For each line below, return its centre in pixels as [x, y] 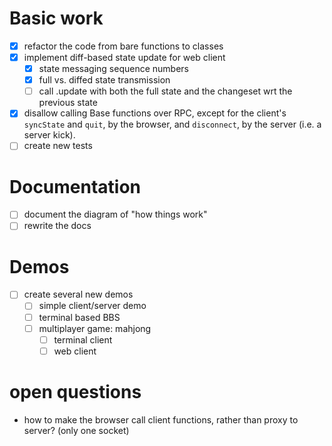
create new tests [58, 146]
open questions [75, 391]
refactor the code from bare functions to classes [123, 46]
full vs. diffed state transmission [104, 80]
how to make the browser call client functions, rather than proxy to [161, 419]
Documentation [75, 186]
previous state [68, 103]
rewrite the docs [57, 226]
